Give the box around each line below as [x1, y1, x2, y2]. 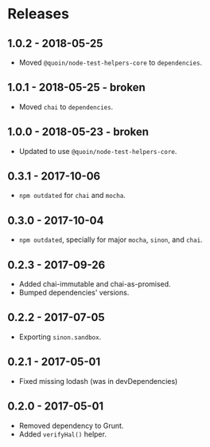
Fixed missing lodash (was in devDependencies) [18, 376, 178, 386]
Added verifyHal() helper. [18, 429, 107, 439]
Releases [7, 5, 69, 23]
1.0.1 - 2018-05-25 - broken [7, 81, 146, 94]
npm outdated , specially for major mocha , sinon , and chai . [18, 235, 204, 244]
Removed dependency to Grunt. [18, 421, 124, 430]
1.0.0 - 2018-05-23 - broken [7, 125, 149, 139]
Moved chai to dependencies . [18, 101, 114, 112]
